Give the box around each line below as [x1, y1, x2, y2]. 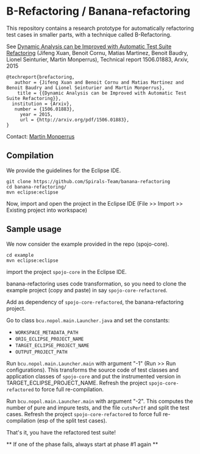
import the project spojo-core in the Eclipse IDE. [6, 268, 127, 275]
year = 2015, [20, 111, 53, 117]
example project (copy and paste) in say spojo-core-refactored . [6, 286, 168, 294]
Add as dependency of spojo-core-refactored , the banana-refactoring [6, 298, 184, 306]
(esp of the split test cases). [37, 417, 107, 424]
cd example [6, 252, 34, 258]
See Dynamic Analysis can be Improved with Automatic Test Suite [6, 43, 172, 50]
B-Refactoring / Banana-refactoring [6, 4, 191, 18]
